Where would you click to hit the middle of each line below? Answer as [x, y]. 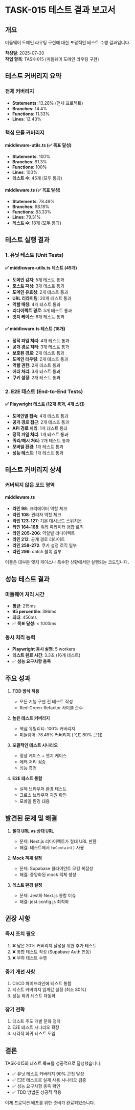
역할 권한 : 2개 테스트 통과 [36, 365]
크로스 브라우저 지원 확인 [43, 795]
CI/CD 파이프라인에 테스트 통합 [42, 983]
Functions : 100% [30, 167]
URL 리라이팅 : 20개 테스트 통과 [42, 298]
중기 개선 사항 [20, 972]
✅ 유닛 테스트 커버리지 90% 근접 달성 [48, 1074]
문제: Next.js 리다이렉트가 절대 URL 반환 [58, 841]
